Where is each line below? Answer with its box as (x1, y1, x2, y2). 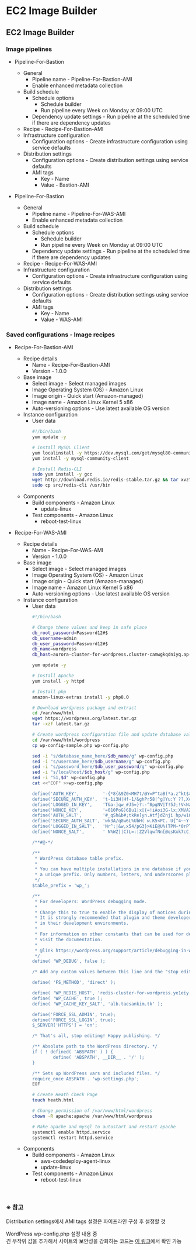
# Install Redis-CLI (32, 466, 82, 472)
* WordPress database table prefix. (34, 855, 124, 861)
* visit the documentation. (34, 936, 103, 942)
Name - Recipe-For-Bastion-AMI (32, 361, 110, 369)
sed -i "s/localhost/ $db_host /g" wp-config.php (32, 769, 150, 776)
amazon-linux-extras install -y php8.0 (32, 694, 129, 700)
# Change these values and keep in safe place (32, 624, 148, 630)
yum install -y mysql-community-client (32, 455, 129, 462)
